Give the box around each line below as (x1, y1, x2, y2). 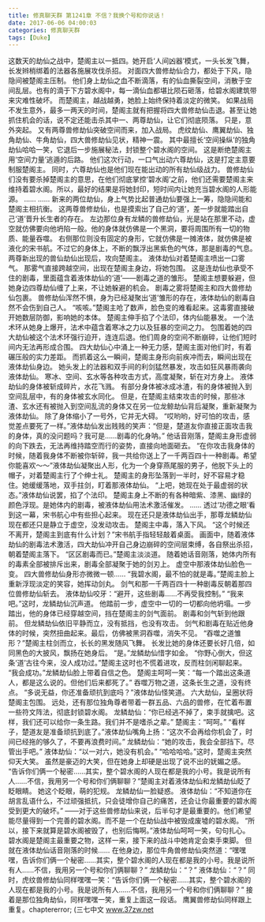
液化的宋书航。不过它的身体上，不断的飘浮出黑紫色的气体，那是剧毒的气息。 (8, 244, 257, 253)
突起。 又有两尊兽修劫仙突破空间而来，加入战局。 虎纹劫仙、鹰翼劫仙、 (14, 126, 247, 135)
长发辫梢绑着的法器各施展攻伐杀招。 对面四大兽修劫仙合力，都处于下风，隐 (8, 66, 252, 76)
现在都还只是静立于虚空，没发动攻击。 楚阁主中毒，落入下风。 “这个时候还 (8, 520, 251, 530)
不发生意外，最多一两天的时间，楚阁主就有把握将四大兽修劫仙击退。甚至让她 (8, 106, 257, 115)
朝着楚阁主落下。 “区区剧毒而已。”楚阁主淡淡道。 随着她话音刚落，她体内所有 (8, 549, 257, 559)
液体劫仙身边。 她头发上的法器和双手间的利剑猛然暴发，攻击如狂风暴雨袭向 (8, 362, 252, 372)
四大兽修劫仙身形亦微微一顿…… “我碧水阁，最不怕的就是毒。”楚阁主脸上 (23, 569, 255, 579)
